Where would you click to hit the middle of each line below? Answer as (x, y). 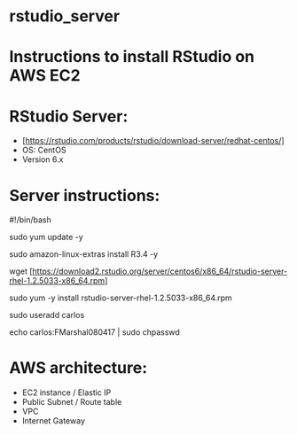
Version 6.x (43, 159)
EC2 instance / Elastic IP (66, 392)
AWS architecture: (78, 368)
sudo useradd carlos (47, 315)
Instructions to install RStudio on (132, 57)
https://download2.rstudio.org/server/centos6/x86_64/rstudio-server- (160, 271)
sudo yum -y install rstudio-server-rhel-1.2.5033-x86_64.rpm (121, 298)
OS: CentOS (44, 150)
